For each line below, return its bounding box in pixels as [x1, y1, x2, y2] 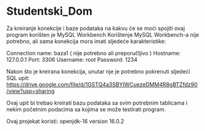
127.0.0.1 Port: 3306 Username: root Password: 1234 [6, 56, 138, 63]
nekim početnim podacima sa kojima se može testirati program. [6, 105, 166, 113]
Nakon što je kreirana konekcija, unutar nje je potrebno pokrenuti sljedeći [6, 67, 191, 75]
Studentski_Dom [6, 4, 93, 18]
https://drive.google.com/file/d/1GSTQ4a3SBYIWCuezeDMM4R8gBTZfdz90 [6, 81, 198, 88]
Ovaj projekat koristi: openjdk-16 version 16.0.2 [6, 118, 124, 125]
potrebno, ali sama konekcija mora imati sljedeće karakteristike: [6, 37, 166, 45]
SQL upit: [6, 74, 30, 81]
